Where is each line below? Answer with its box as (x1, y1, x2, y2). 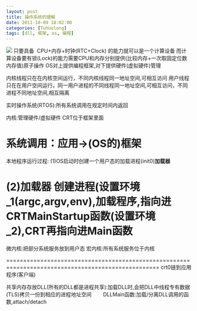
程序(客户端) (6, 271, 36, 278)
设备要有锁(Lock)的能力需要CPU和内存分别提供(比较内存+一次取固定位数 (11, 55, 188, 62)
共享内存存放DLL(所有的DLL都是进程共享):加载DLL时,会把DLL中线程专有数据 (6, 283, 191, 290)
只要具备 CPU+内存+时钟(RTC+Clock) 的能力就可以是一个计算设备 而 (13, 48, 182, 55)
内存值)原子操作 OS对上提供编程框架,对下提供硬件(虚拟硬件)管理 (6, 62, 161, 69)
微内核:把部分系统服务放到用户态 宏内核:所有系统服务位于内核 (6, 245, 155, 252)
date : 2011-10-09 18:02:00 (6, 19, 72, 25)
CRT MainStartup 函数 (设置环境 (6, 210, 156, 223)
